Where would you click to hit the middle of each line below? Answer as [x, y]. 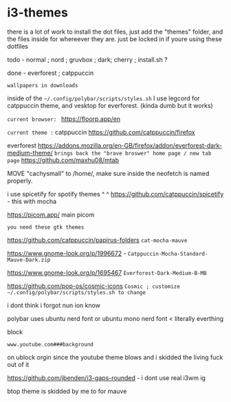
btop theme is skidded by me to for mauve [67, 391]
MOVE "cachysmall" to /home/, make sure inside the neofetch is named [108, 173]
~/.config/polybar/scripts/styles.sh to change [77, 292]
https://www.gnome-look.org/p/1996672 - [67, 253]
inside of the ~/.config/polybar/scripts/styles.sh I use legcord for [104, 98]
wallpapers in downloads [43, 85]
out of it [18, 364]
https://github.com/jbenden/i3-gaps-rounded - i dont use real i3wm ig [107, 378]
